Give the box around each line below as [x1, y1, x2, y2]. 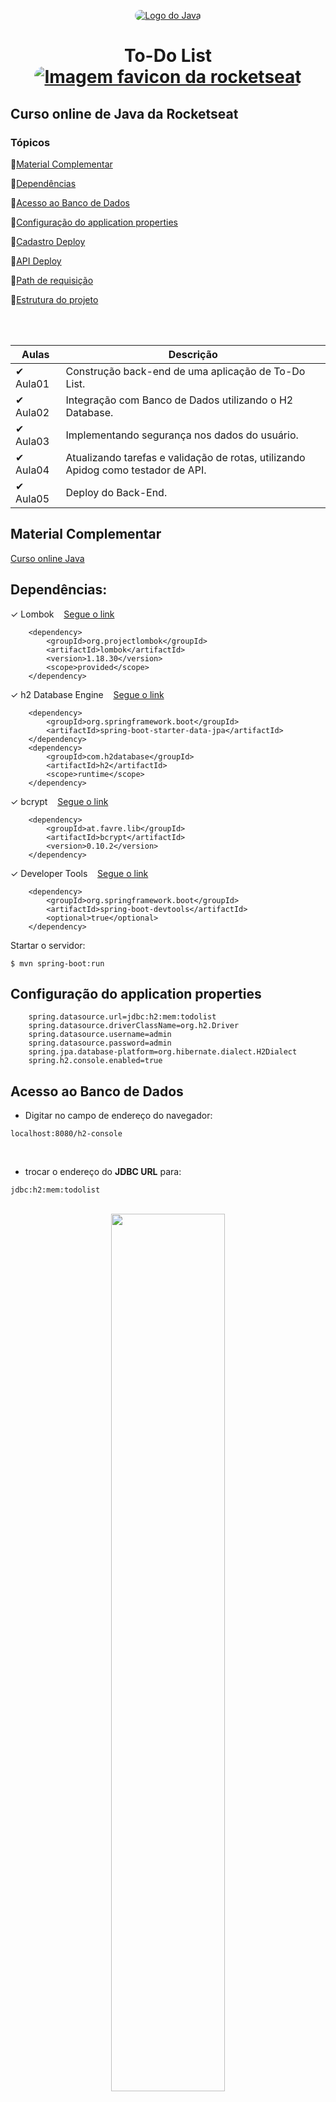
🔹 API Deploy [10, 255, 62, 267]
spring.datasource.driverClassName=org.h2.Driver [28, 1021, 240, 1031]
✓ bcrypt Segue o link [10, 795, 109, 807]
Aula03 [15, 434, 50, 448]
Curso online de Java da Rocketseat [10, 105, 239, 122]
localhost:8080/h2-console [10, 1129, 123, 1139]
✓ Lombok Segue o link [10, 608, 115, 620]
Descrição [168, 347, 218, 361]
